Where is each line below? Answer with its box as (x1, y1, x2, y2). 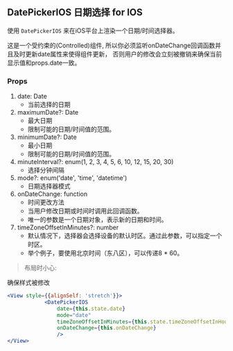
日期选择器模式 (27, 182, 71, 190)
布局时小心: (24, 263, 57, 272)
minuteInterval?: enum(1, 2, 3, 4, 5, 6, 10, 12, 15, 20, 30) (17, 158, 174, 166)
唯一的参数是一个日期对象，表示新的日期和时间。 (27, 215, 168, 224)
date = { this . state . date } (56, 305, 126, 312)
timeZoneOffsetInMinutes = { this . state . (56, 318, 169, 325)
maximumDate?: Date (17, 108, 79, 117)
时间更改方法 (27, 198, 64, 206)
